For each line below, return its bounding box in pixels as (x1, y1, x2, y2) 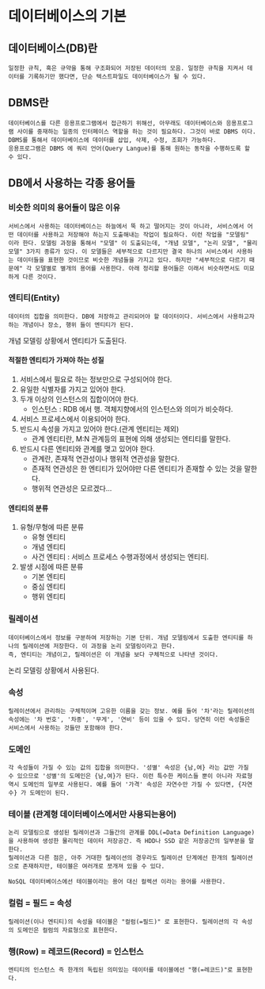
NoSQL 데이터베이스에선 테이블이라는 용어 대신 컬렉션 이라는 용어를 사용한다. (8, 878, 226, 886)
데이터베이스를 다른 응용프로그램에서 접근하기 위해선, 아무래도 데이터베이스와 (8, 119, 223, 127)
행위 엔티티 (31, 592, 66, 601)
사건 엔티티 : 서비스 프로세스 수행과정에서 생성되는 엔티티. (31, 552, 210, 562)
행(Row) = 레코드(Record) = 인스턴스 (8, 945, 144, 956)
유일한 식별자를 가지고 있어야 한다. (19, 385, 126, 393)
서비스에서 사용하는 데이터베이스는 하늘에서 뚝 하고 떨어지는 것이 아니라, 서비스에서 (8, 222, 244, 230)
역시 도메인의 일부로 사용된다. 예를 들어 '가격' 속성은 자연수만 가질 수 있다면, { (8, 780, 242, 789)
